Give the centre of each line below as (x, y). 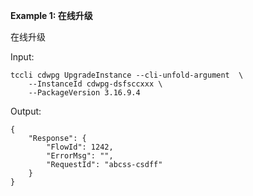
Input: (22, 57)
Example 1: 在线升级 (51, 15)
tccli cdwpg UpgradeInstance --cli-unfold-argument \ (127, 75)
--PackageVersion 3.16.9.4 (84, 93)
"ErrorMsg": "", (80, 156)
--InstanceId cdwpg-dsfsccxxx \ (95, 84)
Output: (26, 111)
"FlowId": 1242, (80, 147)
